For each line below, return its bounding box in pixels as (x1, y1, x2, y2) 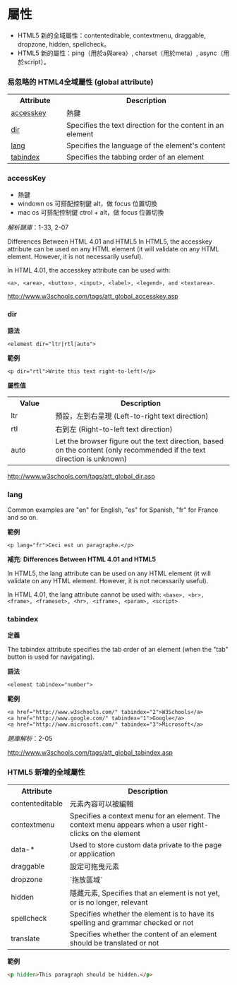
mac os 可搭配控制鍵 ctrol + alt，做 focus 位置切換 (17, 208, 164, 216)
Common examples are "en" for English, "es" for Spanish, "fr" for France (7, 506, 219, 514)
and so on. (7, 513, 39, 522)
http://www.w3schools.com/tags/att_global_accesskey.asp (7, 292, 178, 300)
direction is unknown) (55, 453, 128, 463)
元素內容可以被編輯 (69, 799, 134, 808)
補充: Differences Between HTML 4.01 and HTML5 (7, 555, 157, 563)
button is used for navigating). (7, 652, 95, 661)
